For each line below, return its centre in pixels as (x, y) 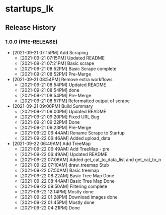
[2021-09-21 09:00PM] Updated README (63, 111)
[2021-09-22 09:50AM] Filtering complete (64, 186)
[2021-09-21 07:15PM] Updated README (62, 58)
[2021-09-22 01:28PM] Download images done (69, 197)
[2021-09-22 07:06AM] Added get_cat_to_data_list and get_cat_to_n (91, 160)
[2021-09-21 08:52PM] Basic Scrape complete (68, 68)
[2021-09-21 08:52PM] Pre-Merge (56, 74)
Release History (31, 27)
